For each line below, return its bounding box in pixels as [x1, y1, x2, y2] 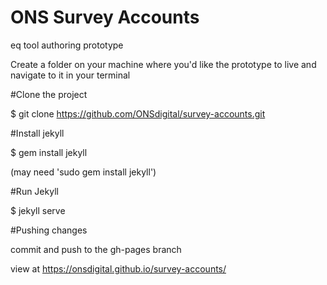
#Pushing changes [10, 224, 88, 236]
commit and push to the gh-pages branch [10, 243, 182, 255]
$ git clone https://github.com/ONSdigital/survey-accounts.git [10, 107, 266, 120]
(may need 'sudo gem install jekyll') [10, 166, 157, 178]
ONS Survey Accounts [10, 6, 200, 29]
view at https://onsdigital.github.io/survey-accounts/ [10, 262, 227, 275]
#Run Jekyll [10, 185, 59, 197]
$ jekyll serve [10, 204, 66, 216]
